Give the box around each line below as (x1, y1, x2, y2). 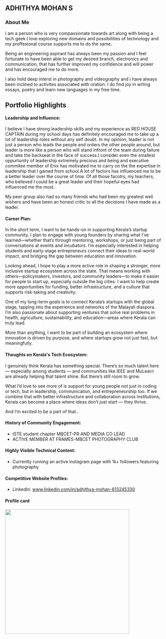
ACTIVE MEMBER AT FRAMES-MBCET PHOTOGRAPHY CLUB (12, 436, 139, 442)
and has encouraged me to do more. (5, 66, 80, 72)
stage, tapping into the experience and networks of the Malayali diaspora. (5, 304, 156, 310)
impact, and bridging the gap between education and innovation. (5, 253, 137, 259)
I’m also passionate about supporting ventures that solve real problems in (5, 310, 155, 316)
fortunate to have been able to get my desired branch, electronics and (5, 56, 148, 62)
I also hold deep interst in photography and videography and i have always (5, 76, 158, 82)
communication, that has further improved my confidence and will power (5, 61, 154, 67)
